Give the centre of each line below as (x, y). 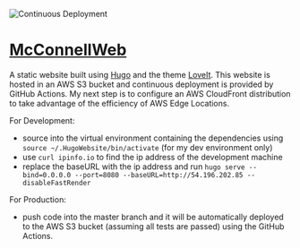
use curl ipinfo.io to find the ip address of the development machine (153, 157)
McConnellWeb (68, 50)
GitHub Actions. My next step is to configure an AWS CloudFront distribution (150, 93)
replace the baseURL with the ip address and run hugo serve (133, 167)
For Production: (38, 199)
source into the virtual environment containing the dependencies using (153, 138)
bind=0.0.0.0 (47, 175)
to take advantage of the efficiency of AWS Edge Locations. (120, 103)
